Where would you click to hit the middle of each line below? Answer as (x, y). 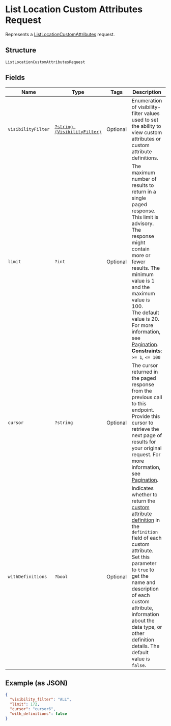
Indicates (142, 488)
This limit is (145, 217)
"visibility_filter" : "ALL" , (41, 700)
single (139, 198)
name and (144, 582)
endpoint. (143, 410)
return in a (144, 191)
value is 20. (145, 319)
